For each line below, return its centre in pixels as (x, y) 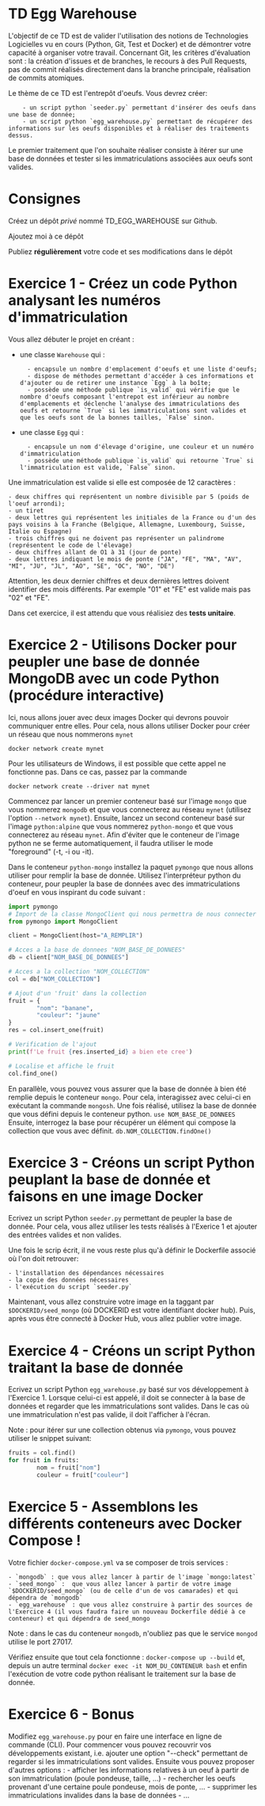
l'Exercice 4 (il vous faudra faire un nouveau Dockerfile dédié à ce (127, 1612)
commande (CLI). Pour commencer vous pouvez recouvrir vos (110, 1744)
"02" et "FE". (29, 597)
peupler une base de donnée (104, 661)
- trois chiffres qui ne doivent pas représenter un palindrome (116, 538)
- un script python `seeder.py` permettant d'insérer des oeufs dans (140, 108)
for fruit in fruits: (44, 1461)
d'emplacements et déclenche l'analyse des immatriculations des (129, 404)
